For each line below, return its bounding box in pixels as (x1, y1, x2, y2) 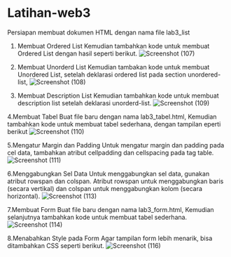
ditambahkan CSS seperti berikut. (7, 241, 105, 250)
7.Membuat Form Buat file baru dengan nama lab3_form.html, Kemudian (7, 205, 215, 213)
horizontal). (7, 192, 41, 200)
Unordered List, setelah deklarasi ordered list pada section (17, 70, 187, 79)
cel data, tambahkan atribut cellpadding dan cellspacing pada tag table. (7, 148, 214, 157)
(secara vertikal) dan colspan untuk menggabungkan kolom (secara (7, 184, 203, 192)
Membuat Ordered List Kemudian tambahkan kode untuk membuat (17, 41, 210, 50)
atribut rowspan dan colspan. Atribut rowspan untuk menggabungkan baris (7, 177, 224, 185)
